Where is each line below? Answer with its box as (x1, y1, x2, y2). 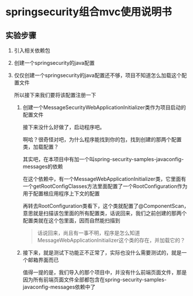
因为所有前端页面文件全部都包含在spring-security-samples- (22, 276, 167, 283)
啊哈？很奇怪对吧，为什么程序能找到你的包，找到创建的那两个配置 (22, 136, 182, 143)
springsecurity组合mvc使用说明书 (5, 5, 172, 19)
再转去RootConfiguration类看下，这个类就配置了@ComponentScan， (22, 203, 189, 209)
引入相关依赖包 (13, 47, 50, 54)
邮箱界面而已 (27, 256, 59, 263)
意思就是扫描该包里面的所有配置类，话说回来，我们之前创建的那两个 (22, 210, 187, 217)
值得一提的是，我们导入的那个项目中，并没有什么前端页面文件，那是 (22, 269, 187, 276)
